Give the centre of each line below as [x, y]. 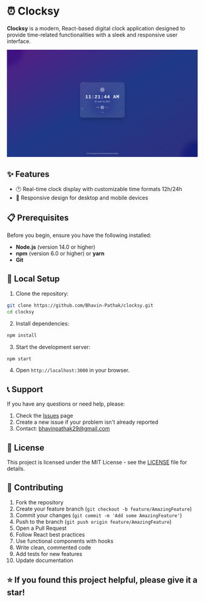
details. [16, 469]
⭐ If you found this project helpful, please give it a [102, 580]
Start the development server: [53, 347]
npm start [19, 359]
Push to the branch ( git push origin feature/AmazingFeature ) [94, 521]
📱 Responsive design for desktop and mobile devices [82, 198]
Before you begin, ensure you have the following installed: [79, 235]
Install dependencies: [42, 323]
